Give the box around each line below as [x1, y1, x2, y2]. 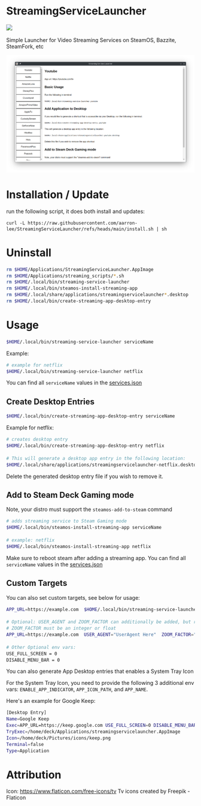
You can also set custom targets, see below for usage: [6, 594, 141, 601]
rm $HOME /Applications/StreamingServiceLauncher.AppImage [6, 266, 154, 272]
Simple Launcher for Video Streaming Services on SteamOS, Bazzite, [6, 36, 176, 43]
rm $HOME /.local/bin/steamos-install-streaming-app [6, 285, 138, 291]
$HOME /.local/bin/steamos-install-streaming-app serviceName [6, 525, 162, 531]
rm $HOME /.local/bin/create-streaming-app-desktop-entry [6, 298, 151, 304]
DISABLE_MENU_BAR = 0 [6, 657, 60, 663]
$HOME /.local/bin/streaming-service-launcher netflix [6, 368, 144, 374]
